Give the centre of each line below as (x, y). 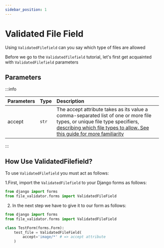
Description (70, 101)
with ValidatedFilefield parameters (42, 62)
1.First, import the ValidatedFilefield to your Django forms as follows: (76, 183)
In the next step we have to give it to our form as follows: (69, 205)
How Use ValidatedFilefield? (49, 161)
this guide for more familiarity (90, 134)
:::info (11, 89)
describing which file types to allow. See (103, 128)
